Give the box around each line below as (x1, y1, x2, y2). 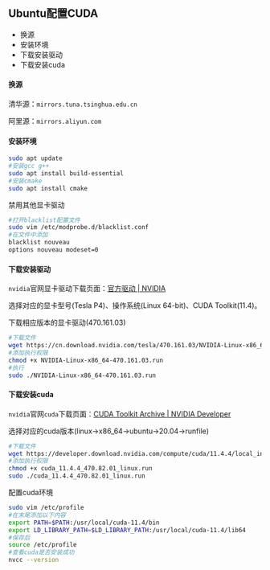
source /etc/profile (8, 541, 78, 549)
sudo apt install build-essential (8, 169, 125, 178)
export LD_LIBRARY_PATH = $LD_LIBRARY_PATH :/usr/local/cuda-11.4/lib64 (8, 526, 247, 534)
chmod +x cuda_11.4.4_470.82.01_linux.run (8, 465, 153, 473)
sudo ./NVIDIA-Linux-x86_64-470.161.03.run (8, 371, 157, 379)
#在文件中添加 (8, 231, 48, 239)
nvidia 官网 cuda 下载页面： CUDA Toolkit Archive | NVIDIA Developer (8, 408, 231, 419)
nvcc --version (8, 556, 59, 564)
